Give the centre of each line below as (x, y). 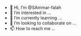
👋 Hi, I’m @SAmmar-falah (35, 8)
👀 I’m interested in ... (30, 13)
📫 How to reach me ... (32, 28)
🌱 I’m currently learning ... (36, 18)
